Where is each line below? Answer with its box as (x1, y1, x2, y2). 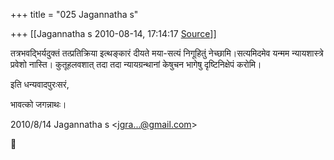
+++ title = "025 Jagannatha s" (10, 9, 139, 20)
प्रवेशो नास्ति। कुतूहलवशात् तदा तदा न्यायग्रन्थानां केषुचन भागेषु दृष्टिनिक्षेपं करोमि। (10, 59, 262, 70)
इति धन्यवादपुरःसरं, (10, 79, 70, 90)
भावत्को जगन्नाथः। (10, 99, 67, 110)
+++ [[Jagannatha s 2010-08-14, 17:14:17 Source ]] (10, 28, 217, 39)
